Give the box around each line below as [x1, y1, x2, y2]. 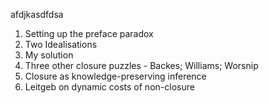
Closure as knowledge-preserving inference [24, 70, 207, 82]
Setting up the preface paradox [24, 28, 154, 39]
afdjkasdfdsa [10, 9, 64, 20]
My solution [24, 49, 74, 61]
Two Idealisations [24, 39, 98, 50]
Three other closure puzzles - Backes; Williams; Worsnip [24, 60, 259, 71]
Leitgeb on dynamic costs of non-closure [24, 81, 195, 93]
